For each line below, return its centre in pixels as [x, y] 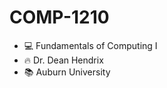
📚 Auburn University [67, 72]
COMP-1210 [59, 17]
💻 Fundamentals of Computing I [90, 45]
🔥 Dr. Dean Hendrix [63, 60]
